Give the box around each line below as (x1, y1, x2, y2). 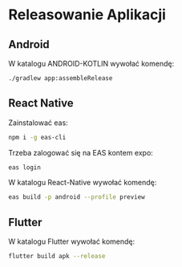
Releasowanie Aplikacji (8, 6, 167, 24)
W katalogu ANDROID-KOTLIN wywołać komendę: (8, 59, 175, 68)
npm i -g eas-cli (8, 133, 67, 141)
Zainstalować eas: (8, 118, 68, 127)
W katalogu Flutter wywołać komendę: (8, 237, 135, 246)
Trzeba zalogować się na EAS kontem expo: (8, 148, 154, 157)
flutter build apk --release (8, 253, 106, 261)
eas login (8, 163, 42, 172)
